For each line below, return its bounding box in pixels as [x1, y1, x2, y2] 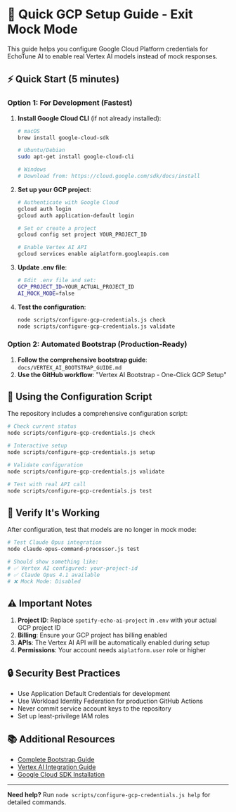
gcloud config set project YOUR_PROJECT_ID [17, 231, 147, 239]
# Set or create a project [17, 224, 97, 231]
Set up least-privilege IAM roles [17, 712, 110, 721]
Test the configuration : [17, 303, 86, 311]
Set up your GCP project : [17, 185, 91, 194]
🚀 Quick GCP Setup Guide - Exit [7, 6, 193, 23]
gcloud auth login [17, 205, 72, 212]
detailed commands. [7, 798, 67, 806]
